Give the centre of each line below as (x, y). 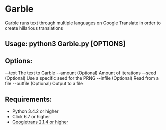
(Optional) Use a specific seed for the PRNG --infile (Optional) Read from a (82, 78)
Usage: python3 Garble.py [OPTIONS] (65, 44)
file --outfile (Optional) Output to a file (44, 84)
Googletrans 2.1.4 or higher (40, 122)
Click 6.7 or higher (31, 116)
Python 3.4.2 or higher (35, 111)
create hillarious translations (34, 28)
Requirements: (29, 99)
